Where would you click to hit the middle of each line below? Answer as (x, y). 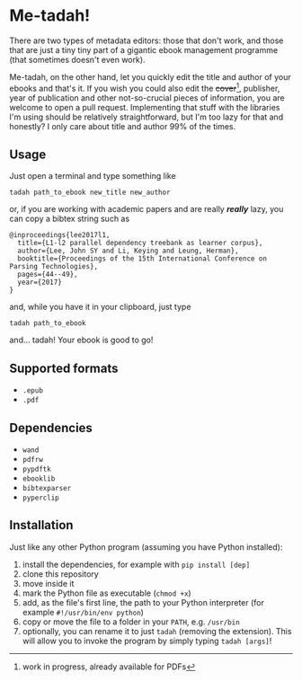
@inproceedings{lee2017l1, (60, 235)
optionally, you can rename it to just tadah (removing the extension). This (157, 631)
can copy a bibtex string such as (70, 219)
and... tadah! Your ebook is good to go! (81, 340)
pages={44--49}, (48, 275)
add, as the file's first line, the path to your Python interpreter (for (143, 602)
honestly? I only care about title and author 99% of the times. (123, 126)
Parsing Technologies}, (54, 267)
